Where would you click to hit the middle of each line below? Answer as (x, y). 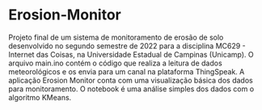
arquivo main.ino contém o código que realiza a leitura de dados (115, 63)
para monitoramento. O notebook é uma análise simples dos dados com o (131, 89)
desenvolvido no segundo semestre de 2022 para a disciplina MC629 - (127, 45)
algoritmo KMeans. (40, 97)
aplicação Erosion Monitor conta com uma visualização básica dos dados (131, 80)
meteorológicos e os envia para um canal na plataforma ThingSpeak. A (127, 71)
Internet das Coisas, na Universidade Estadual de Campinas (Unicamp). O (131, 54)
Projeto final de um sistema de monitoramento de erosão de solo (116, 37)
